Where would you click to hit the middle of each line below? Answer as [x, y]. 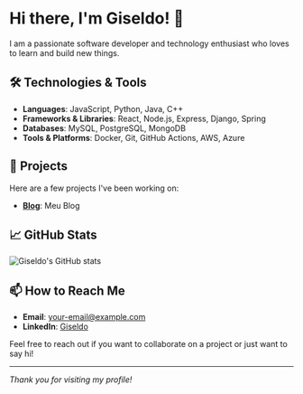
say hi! [22, 354]
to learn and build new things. [64, 52]
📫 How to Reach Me [67, 291]
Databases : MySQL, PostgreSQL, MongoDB [104, 128]
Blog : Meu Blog [51, 205]
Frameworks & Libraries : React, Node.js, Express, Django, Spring [144, 118]
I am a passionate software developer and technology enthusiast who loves [150, 43]
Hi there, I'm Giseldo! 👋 [97, 19]
